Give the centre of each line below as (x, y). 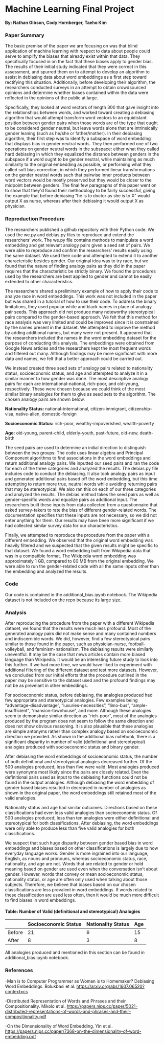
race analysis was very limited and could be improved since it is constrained (82, 322)
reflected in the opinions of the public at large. (52, 98)
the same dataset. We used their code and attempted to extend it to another (82, 255)
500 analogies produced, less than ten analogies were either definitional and (82, 818)
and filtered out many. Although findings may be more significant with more (81, 353)
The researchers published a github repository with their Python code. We (80, 229)
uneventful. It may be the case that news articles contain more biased (75, 655)
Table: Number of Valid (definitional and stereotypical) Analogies (73, 911)
